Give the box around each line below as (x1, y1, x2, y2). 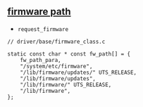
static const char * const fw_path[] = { (7, 50, 131, 58)
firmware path (7, 6, 72, 18)
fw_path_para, (20, 56, 61, 63)
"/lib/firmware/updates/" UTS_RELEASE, (20, 69, 137, 76)
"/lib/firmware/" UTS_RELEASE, (20, 81, 112, 88)
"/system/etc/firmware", (20, 63, 93, 70)
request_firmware (17, 25, 69, 33)
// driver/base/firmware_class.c (7, 38, 106, 45)
